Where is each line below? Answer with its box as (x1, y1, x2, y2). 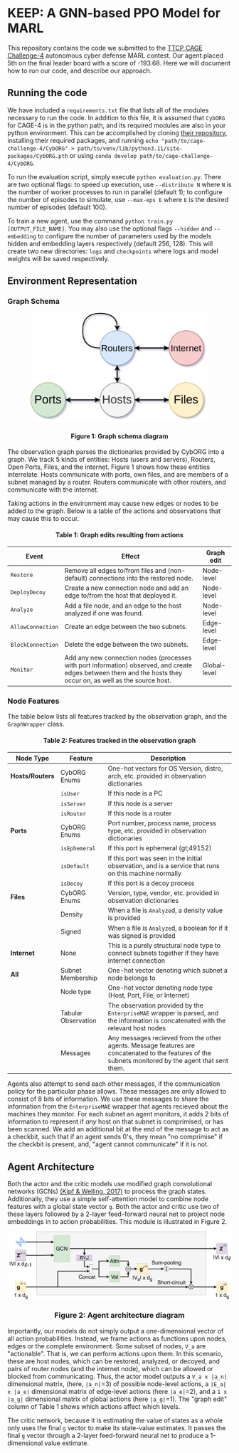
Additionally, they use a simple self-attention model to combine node (7, 1195, 208, 1203)
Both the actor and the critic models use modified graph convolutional (7, 1180, 212, 1188)
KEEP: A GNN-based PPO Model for (7, 5, 221, 21)
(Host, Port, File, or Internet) (107, 991, 190, 1000)
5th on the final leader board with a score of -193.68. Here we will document (7, 58, 231, 67)
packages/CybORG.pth (7, 152, 69, 159)
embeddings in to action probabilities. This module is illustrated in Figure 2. (7, 1217, 228, 1226)
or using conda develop (69, 151, 137, 159)
